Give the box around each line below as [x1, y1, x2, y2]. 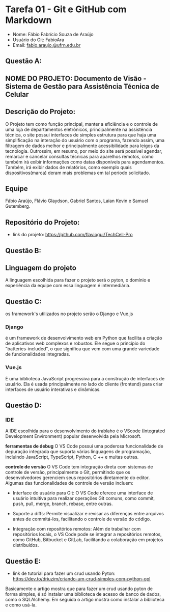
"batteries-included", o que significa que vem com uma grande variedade [5, 346, 160, 352]
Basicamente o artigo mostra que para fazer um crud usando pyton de [5, 586, 153, 592]
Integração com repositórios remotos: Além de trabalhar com [12, 526, 141, 532]
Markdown [5, 14, 52, 26]
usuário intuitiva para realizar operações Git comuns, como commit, [12, 495, 155, 502]
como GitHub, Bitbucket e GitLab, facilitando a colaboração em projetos [12, 537, 163, 543]
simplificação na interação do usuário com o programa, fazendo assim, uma [5, 137, 165, 143]
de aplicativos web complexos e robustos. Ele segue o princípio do [5, 340, 146, 347]
